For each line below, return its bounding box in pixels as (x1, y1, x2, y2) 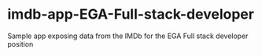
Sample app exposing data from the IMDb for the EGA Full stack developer (7, 31, 249, 40)
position (7, 39, 34, 48)
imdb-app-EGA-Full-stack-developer (7, 5, 255, 23)
